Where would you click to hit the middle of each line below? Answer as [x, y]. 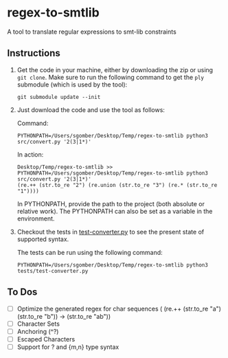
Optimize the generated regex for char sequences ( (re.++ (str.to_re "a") [119, 309]
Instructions [34, 53]
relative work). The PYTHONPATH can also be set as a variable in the [115, 211]
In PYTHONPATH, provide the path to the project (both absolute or [111, 203]
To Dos [22, 292]
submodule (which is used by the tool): [72, 85]
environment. [36, 219]
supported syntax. [43, 239]
